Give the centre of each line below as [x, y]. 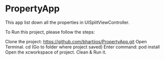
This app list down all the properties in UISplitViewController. [67, 22]
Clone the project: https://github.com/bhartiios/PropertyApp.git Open [76, 41]
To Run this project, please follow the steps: [50, 32]
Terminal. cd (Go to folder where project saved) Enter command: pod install [82, 47]
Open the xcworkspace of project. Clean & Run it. [56, 52]
